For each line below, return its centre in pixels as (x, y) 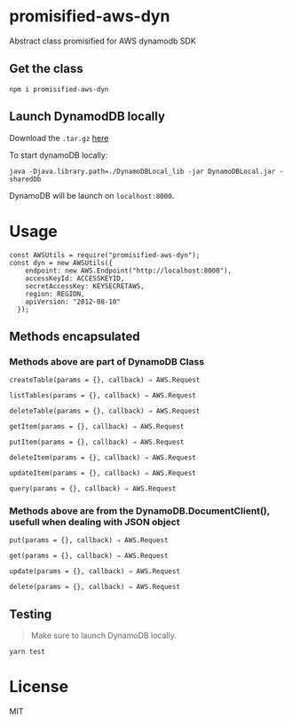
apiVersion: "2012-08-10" (73, 302)
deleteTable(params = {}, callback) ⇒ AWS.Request (105, 411)
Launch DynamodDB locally (87, 117)
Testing (31, 614)
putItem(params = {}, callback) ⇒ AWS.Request (97, 442)
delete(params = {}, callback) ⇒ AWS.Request (95, 587)
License (39, 687)
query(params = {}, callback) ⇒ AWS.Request (93, 489)
